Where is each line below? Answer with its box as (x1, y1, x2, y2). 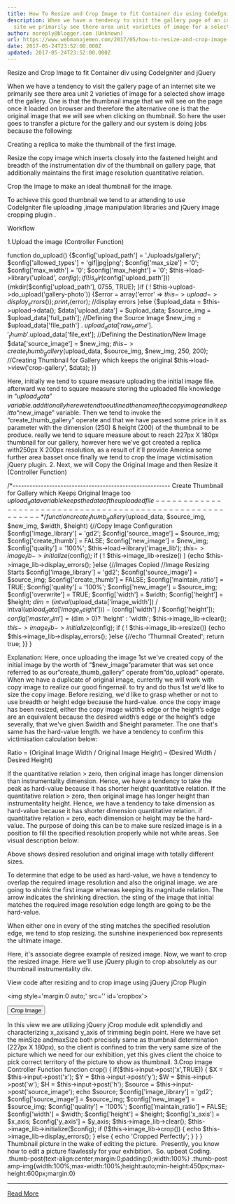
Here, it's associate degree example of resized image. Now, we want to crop (7, 950, 227, 959)
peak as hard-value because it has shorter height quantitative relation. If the (7, 784, 226, 793)
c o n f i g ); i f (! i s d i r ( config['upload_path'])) (58, 273, 170, 283)
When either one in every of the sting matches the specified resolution (7, 922, 211, 930)
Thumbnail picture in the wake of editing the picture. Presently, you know (7, 1140, 220, 1148)
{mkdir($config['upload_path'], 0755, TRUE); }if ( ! (7, 282, 152, 291)
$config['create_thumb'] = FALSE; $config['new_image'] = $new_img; (7, 536, 208, 545)
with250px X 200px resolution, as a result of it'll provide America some (7, 445, 212, 454)
